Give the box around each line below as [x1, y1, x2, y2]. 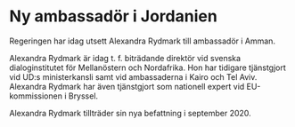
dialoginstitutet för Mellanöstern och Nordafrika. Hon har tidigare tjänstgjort [9, 62, 287, 73]
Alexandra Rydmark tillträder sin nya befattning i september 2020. [9, 107, 251, 118]
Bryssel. [68, 91, 99, 101]
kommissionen [9, 91, 62, 101]
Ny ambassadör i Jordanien [9, 6, 218, 27]
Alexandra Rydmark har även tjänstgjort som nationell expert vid [9, 81, 245, 91]
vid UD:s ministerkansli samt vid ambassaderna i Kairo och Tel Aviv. [9, 71, 258, 82]
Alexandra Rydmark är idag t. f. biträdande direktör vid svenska [9, 52, 242, 63]
